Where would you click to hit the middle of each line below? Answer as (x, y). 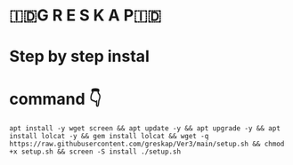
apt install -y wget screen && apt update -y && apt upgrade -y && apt (145, 129)
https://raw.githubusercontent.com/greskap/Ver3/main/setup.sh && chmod (147, 144)
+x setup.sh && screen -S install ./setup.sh (95, 152)
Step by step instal (79, 56)
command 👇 (56, 99)
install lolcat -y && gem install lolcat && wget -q (109, 137)
